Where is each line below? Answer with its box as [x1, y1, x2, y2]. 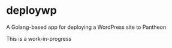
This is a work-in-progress [6, 35, 72, 42]
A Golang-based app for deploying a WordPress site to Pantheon [6, 23, 167, 31]
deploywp [6, 4, 57, 17]
